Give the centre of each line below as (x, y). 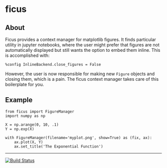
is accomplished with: (27, 55)
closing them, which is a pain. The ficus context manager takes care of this (82, 79)
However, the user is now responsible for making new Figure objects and (80, 74)
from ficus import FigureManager (40, 111)
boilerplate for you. (25, 84)
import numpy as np (25, 116)
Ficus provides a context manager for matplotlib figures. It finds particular (81, 39)
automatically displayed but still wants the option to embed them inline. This (83, 50)
